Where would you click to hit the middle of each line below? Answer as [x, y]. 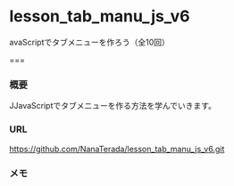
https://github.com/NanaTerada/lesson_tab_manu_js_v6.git [117, 149]
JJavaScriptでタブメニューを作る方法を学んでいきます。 [113, 106]
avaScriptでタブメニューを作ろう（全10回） [89, 42]
